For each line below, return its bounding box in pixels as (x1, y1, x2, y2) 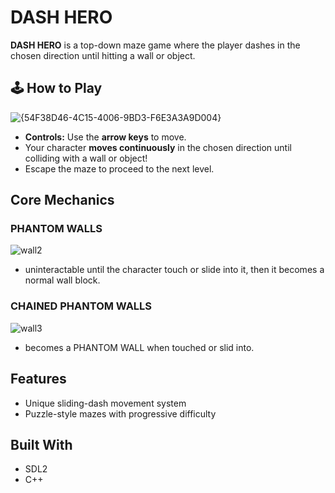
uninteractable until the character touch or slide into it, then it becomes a (24, 264, 325, 276)
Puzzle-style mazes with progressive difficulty (24, 407, 217, 420)
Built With (10, 436, 73, 453)
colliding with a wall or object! (24, 152, 148, 164)
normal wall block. (24, 274, 101, 286)
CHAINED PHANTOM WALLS (10, 299, 153, 313)
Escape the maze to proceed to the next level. (24, 162, 215, 175)
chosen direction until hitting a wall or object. (10, 49, 196, 61)
